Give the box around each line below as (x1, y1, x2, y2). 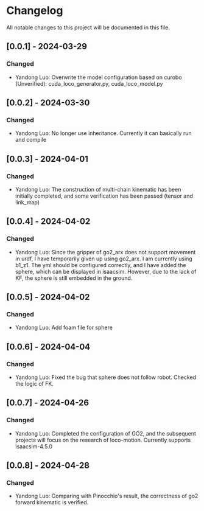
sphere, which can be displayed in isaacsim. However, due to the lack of (15, 268, 197, 275)
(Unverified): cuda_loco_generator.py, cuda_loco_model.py (15, 80, 163, 87)
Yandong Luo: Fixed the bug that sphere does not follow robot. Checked (15, 374, 197, 381)
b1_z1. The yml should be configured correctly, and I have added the (15, 261, 186, 268)
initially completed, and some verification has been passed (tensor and (15, 192, 194, 200)
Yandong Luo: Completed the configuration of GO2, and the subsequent (15, 429, 197, 437)
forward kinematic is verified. (15, 499, 89, 506)
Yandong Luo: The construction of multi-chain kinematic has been (15, 186, 181, 193)
